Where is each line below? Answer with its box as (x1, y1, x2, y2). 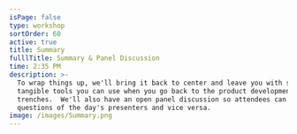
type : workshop (9, 21, 65, 30)
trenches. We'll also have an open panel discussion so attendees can (17, 94, 287, 104)
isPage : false (9, 12, 62, 22)
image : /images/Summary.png (9, 111, 113, 120)
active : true (9, 37, 57, 47)
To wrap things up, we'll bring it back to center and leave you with (17, 78, 283, 87)
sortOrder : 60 (9, 29, 62, 38)
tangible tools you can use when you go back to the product (17, 86, 247, 95)
